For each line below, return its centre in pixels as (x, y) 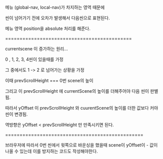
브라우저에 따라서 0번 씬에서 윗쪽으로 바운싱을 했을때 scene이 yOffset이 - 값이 (81, 145)
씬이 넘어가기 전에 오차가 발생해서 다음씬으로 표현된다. (58, 18)
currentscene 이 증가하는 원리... (37, 49)
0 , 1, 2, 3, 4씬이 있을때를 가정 (34, 59)
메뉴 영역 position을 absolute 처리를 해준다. (48, 28)
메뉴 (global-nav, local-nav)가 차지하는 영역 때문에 (55, 7)
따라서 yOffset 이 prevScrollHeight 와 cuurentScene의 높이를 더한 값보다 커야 (81, 108)
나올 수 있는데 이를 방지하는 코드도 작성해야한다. (52, 151)
